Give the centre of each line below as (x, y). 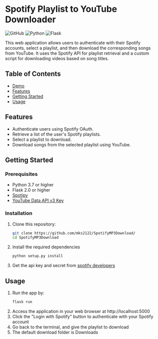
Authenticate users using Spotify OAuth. (53, 129)
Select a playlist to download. (42, 139)
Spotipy (20, 195)
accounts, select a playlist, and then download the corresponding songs (78, 48)
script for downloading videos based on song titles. (57, 58)
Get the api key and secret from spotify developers (64, 266)
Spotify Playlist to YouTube (61, 9)
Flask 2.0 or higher (31, 190)
